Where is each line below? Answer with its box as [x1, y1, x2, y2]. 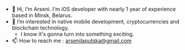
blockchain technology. [11, 24, 70, 31]
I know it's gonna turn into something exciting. [20, 31, 134, 38]
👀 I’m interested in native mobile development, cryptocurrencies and [11, 18, 180, 25]
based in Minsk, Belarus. [11, 12, 73, 19]
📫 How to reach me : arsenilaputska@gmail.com [11, 37, 132, 44]
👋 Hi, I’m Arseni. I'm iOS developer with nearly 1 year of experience [11, 6, 176, 12]
